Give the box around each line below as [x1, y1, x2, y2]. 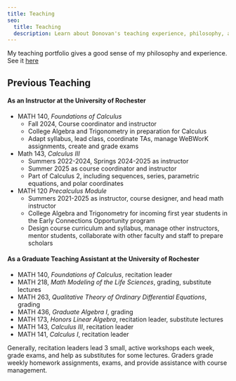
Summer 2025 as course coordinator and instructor [27, 164, 177, 173]
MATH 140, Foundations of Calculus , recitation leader [17, 271, 173, 279]
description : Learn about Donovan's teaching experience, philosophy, [13, 29, 225, 37]
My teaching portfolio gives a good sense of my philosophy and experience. [7, 49, 228, 58]
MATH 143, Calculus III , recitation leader [17, 323, 134, 331]
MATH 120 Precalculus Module [17, 187, 107, 195]
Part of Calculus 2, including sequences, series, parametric [27, 171, 199, 180]
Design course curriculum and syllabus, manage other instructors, [27, 224, 220, 232]
